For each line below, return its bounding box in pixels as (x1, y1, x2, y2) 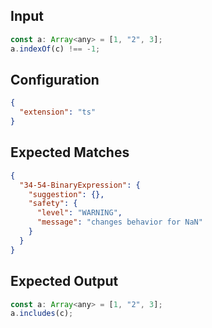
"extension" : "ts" (19, 107, 97, 118)
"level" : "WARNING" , (36, 208, 123, 218)
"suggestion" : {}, (28, 189, 105, 199)
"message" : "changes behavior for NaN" (36, 217, 203, 228)
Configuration (10, 71, 100, 88)
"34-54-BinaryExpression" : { (19, 180, 141, 190)
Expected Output (10, 273, 119, 290)
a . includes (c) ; (10, 309, 74, 319)
